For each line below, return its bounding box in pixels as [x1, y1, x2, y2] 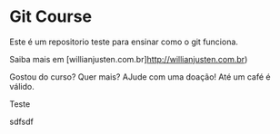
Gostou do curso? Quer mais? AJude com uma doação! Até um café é [9, 71, 271, 82]
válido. [9, 81, 35, 91]
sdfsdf [9, 116, 34, 127]
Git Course [9, 6, 93, 27]
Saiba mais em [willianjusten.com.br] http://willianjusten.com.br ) [9, 53, 248, 64]
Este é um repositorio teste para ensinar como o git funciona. [9, 36, 239, 47]
